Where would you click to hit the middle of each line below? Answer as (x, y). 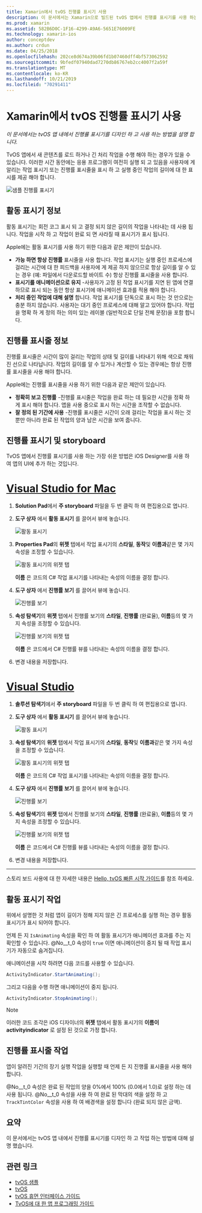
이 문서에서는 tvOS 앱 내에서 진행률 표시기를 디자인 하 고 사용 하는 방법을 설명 (97, 134)
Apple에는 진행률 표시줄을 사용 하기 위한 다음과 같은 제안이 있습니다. (86, 384)
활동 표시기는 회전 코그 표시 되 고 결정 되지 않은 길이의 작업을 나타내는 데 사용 (97, 226)
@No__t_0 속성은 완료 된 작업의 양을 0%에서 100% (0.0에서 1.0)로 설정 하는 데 (99, 1086)
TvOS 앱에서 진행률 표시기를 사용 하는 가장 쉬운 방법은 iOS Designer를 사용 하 (98, 456)
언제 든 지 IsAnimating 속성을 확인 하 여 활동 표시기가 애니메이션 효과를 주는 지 (99, 936)
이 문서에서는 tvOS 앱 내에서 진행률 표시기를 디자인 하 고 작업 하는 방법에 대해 (97, 1138)
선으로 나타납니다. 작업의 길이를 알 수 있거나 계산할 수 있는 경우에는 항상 (96, 364)
